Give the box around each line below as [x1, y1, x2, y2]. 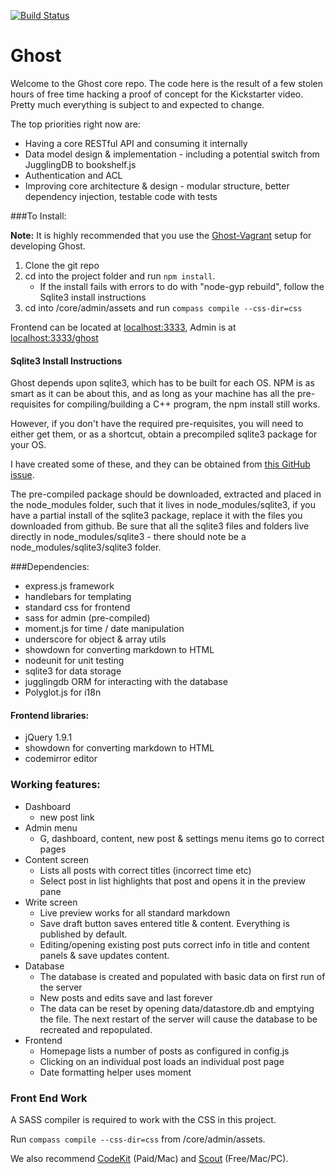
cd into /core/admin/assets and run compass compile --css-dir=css [24, 301, 303, 314]
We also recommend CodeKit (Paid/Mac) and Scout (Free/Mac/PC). [10, 1152, 289, 1164]
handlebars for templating [24, 591, 132, 603]
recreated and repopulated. [39, 1023, 153, 1035]
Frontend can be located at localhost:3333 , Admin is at [10, 321, 237, 333]
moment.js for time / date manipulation [24, 623, 185, 635]
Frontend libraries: [10, 709, 90, 721]
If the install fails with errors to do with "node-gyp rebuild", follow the [39, 280, 325, 292]
